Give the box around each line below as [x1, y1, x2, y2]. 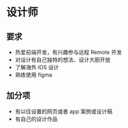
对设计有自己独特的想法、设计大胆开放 [14, 56, 110, 63]
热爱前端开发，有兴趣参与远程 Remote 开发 [14, 49, 122, 56]
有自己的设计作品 [14, 115, 58, 123]
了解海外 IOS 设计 [14, 64, 59, 71]
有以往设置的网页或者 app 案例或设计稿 [14, 107, 113, 115]
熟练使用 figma [14, 71, 53, 78]
